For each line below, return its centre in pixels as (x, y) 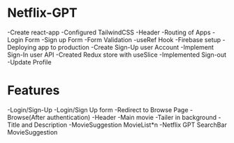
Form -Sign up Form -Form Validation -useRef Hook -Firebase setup (123, 39)
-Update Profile (29, 62)
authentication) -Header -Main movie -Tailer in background (132, 117)
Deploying (22, 47)
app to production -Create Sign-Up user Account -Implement (126, 47)
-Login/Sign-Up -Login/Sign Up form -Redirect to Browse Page (98, 109)
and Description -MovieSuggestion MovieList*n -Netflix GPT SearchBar (124, 125)
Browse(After (26, 117)
